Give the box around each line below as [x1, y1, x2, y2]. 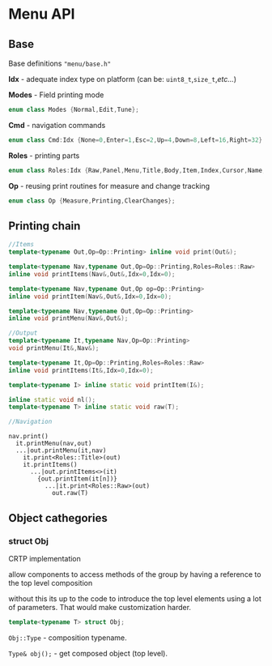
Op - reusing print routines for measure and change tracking [8, 181, 210, 190]
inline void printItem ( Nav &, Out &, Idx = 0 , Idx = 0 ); [8, 292, 172, 301]
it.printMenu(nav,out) [15, 439, 92, 448]
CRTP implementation [8, 553, 81, 563]
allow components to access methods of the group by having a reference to [8, 569, 261, 579]
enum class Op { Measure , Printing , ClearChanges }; [8, 196, 176, 205]
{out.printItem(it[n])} [37, 475, 117, 483]
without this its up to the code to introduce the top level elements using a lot [8, 593, 261, 604]
